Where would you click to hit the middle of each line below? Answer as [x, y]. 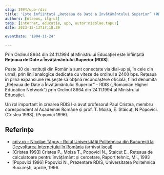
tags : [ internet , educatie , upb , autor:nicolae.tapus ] [62, 23]
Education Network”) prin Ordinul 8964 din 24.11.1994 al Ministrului [72, 90]
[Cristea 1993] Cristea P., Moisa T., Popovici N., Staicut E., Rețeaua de [82, 152]
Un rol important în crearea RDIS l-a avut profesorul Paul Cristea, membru [79, 104]
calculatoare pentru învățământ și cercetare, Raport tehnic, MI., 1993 [81, 157]
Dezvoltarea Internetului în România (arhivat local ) [62, 147]
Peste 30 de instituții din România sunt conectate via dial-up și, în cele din [79, 69]
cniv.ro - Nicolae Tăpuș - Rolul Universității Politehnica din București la [83, 141]
